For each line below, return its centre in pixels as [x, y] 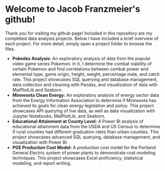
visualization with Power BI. [40, 142]
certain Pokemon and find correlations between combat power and [80, 69]
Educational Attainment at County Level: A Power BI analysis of [78, 121]
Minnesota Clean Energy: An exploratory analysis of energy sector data [85, 95]
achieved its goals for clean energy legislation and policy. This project [83, 105]
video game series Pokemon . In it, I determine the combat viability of [82, 64]
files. [10, 49]
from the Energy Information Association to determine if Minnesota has [84, 100]
